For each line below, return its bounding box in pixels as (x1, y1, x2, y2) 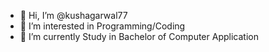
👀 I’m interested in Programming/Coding (19, 20, 186, 32)
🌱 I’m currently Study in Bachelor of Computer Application (19, 31, 259, 42)
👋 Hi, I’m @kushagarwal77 (19, 10, 128, 21)
